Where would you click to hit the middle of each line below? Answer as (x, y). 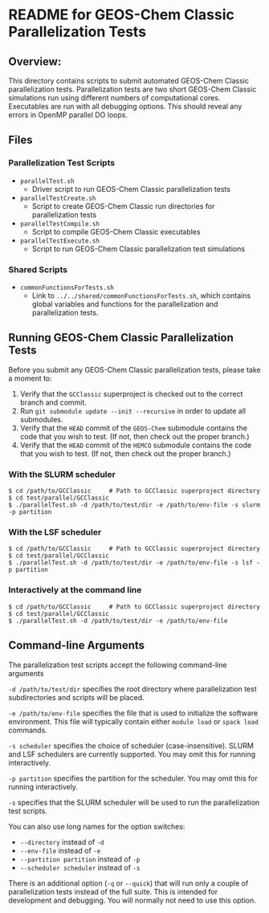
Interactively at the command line (75, 590)
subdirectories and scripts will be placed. (76, 697)
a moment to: (30, 378)
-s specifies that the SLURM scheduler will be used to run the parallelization (134, 802)
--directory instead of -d (62, 842)
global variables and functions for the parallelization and (125, 304)
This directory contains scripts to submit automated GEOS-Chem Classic (128, 81)
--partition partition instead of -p (80, 859)
